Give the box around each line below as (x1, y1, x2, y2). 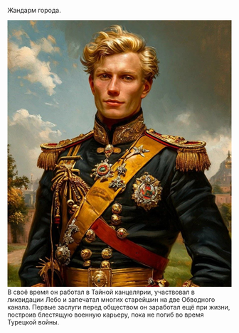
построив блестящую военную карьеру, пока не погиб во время (7, 310, 204, 319)
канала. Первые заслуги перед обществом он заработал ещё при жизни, (7, 302, 230, 311)
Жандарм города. (7, 6, 62, 14)
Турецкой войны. (7, 317, 60, 326)
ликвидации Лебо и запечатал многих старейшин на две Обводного (7, 295, 216, 304)
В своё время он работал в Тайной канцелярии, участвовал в (7, 288, 196, 296)
